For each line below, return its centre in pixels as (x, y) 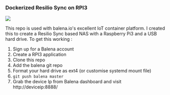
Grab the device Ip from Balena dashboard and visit (67, 82)
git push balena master (38, 77)
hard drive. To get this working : (39, 39)
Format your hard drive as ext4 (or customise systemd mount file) (82, 71)
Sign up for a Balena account (43, 49)
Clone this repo (29, 60)
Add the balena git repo (38, 65)
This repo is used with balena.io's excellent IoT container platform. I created (85, 28)
